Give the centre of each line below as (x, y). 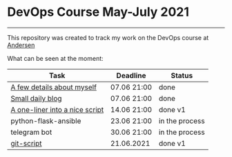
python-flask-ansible (46, 120)
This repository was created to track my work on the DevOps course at (108, 37)
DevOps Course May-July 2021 (98, 12)
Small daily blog (36, 98)
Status (182, 75)
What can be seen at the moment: (55, 58)
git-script (26, 143)
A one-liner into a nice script (57, 109)
